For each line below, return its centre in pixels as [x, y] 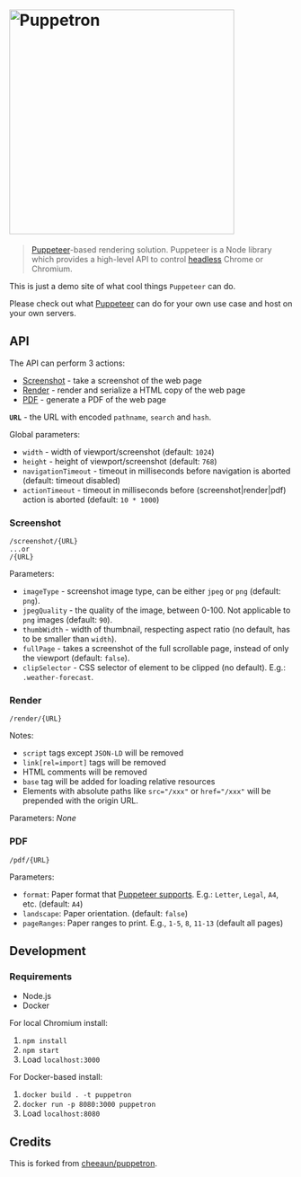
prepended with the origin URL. [80, 801]
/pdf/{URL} [30, 860]
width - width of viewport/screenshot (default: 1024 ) [118, 451]
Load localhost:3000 [61, 1059]
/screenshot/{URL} [44, 542]
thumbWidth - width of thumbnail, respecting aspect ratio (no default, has [156, 630]
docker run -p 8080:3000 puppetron [89, 1105]
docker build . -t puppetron [77, 1095]
